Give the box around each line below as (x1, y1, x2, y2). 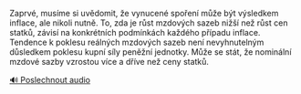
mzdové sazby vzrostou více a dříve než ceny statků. (9, 57, 210, 67)
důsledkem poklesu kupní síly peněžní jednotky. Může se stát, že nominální (9, 47, 292, 57)
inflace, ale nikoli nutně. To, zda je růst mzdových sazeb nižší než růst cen (9, 17, 288, 28)
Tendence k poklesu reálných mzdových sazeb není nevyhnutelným (9, 37, 265, 47)
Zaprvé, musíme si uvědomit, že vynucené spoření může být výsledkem (9, 8, 279, 18)
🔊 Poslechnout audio (9, 75, 91, 85)
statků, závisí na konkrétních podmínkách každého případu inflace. (9, 27, 261, 37)
